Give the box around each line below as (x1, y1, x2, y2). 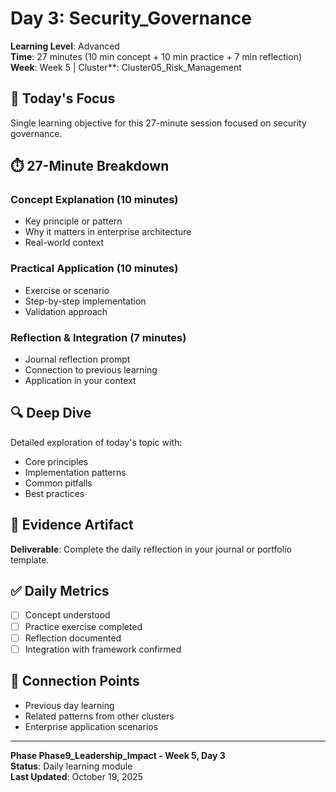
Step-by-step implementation (24, 295, 147, 307)
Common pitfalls (24, 477, 93, 489)
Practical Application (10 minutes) (10, 262, 179, 276)
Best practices (24, 487, 85, 499)
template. (10, 553, 50, 566)
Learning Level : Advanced (10, 40, 120, 52)
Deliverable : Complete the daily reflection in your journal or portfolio (10, 543, 292, 555)
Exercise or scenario (24, 284, 110, 296)
